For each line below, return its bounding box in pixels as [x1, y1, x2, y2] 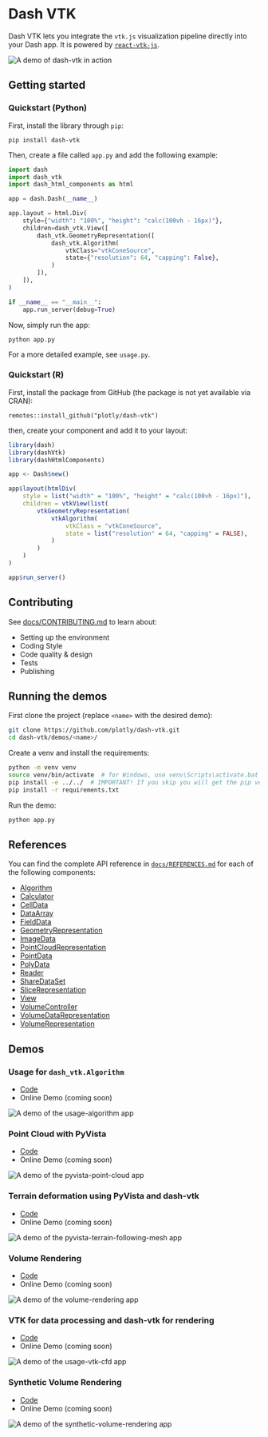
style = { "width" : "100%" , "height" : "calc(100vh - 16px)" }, [22, 217, 223, 225]
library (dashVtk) [8, 449, 66, 457]
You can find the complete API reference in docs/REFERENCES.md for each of [8, 859, 254, 868]
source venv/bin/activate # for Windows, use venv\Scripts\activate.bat [8, 771, 259, 780]
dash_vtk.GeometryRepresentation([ [37, 231, 156, 240]
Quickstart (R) [8, 369, 65, 381]
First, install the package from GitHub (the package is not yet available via [8, 387, 251, 397]
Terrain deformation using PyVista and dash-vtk [8, 1191, 199, 1202]
